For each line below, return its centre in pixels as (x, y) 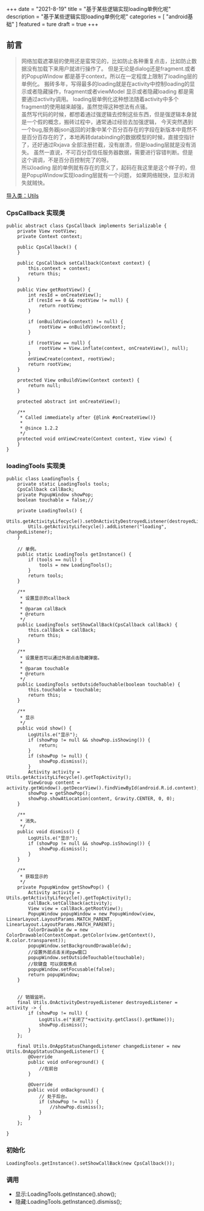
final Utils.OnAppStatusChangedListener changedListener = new (99, 1046)
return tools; (46, 576)
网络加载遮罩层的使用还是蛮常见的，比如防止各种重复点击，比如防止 (106, 61)
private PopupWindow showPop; (56, 495)
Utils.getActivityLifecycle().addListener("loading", (97, 527)
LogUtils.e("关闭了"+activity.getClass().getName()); (107, 1020)
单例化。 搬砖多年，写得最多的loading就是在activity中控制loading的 (105, 83)
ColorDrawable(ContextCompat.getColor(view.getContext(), (81, 935)
